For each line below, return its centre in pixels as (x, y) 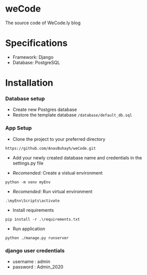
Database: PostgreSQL (36, 62)
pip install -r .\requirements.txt (43, 219)
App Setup (18, 128)
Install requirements (33, 210)
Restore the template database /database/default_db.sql (72, 115)
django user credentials (35, 250)
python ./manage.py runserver (37, 238)
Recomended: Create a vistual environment (57, 173)
